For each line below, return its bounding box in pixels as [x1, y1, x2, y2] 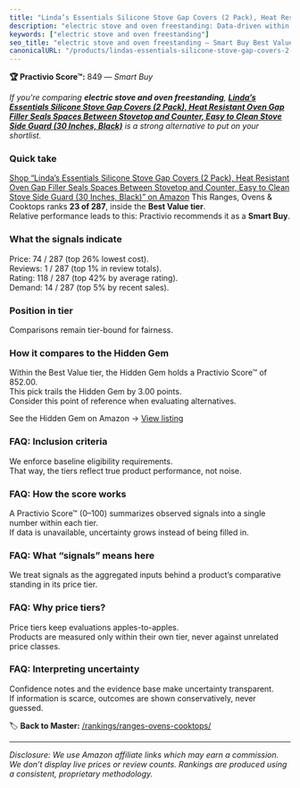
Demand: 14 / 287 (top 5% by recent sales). [9, 282, 170, 292]
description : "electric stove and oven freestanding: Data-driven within [9, 21, 290, 30]
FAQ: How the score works [9, 487, 127, 500]
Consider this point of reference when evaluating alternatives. [9, 395, 237, 407]
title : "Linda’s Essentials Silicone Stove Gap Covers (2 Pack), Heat [9, 13, 278, 22]
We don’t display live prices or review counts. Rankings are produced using [9, 758, 287, 769]
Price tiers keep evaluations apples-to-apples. [9, 622, 179, 632]
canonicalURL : [9, 47, 62, 55]
